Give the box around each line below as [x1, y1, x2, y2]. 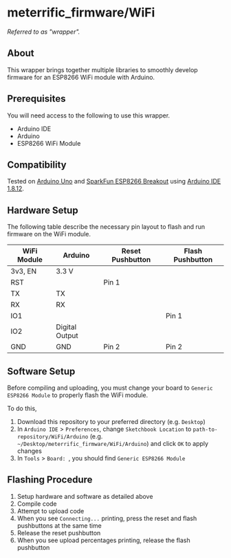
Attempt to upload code [16, 506, 85, 515]
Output [56, 331, 78, 341]
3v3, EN [10, 267, 37, 276]
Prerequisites [7, 93, 66, 104]
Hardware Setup [7, 204, 78, 216]
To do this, [7, 404, 37, 412]
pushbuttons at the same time [16, 521, 102, 530]
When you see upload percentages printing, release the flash [16, 536, 190, 544]
